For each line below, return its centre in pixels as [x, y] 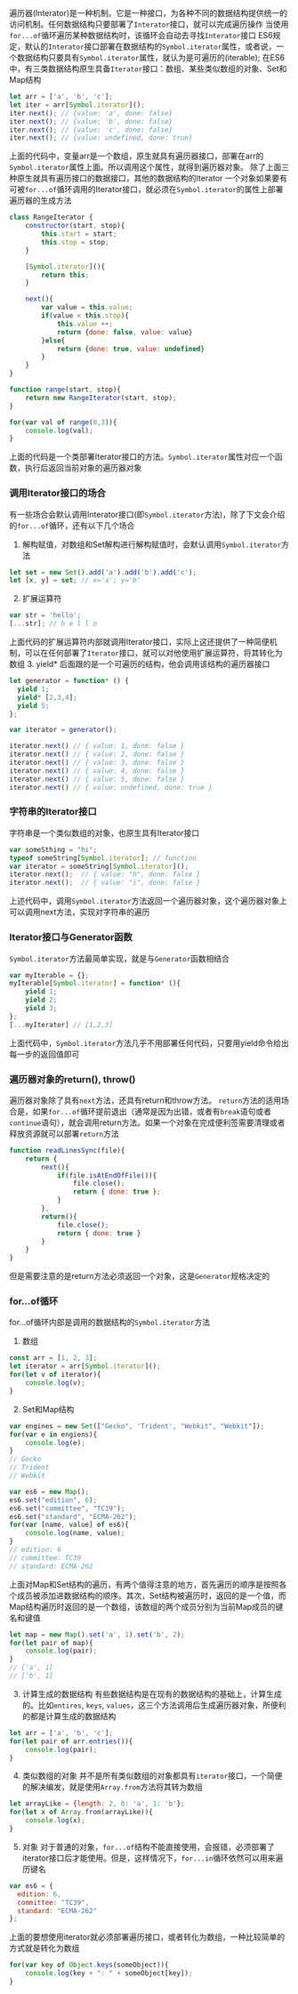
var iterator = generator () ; [63, 730]
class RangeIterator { [51, 217]
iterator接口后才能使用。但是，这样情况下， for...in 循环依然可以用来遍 [153, 1858]
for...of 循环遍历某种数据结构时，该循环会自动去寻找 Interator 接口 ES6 [141, 35]
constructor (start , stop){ [75, 226]
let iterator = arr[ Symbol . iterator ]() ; [85, 1367]
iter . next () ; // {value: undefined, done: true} [101, 138]
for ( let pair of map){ [51, 1643]
